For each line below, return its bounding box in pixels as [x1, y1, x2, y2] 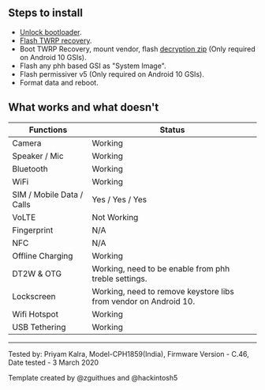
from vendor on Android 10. [91, 296, 196, 307]
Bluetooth [12, 163, 49, 174]
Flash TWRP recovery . [19, 36, 92, 45]
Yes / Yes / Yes [91, 194, 147, 205]
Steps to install [8, 6, 83, 20]
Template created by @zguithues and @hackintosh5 [8, 373, 178, 382]
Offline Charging [12, 250, 73, 261]
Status [159, 124, 185, 135]
